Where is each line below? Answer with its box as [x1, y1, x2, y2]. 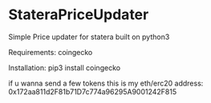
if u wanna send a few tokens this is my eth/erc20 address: [8, 78, 204, 88]
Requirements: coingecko [8, 47, 93, 57]
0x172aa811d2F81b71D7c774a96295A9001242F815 [8, 86, 177, 97]
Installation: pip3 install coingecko [8, 62, 121, 73]
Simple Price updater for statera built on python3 [8, 32, 170, 42]
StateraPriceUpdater [8, 6, 149, 24]
